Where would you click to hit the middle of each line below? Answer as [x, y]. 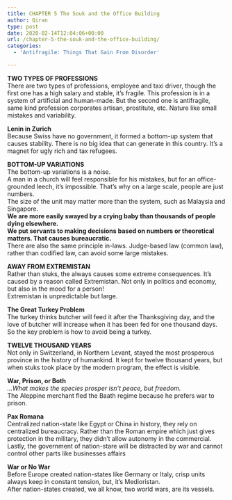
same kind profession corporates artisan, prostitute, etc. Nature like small [112, 108]
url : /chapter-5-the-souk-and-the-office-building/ [83, 40]
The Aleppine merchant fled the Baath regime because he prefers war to [111, 395]
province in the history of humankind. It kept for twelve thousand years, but [115, 360]
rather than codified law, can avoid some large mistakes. [88, 253]
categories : [24, 46]
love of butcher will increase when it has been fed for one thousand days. [112, 324]
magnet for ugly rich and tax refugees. [62, 151]
